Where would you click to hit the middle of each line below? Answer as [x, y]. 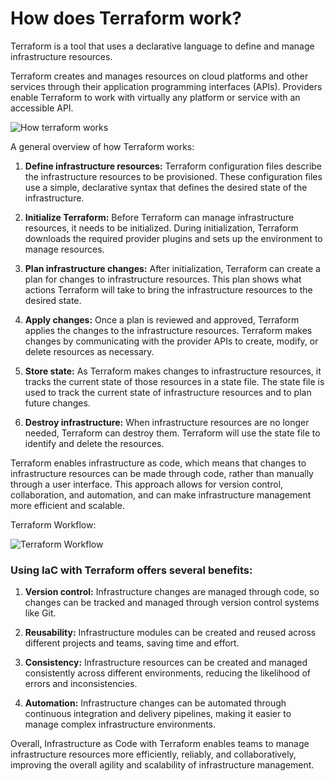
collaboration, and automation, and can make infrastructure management [161, 494]
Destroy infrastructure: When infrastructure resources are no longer [167, 422]
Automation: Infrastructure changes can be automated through [155, 703]
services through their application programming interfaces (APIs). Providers [166, 86]
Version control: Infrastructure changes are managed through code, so [172, 592]
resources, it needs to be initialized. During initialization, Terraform [161, 228]
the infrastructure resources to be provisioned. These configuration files [173, 176]
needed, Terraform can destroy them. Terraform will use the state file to [172, 433]
